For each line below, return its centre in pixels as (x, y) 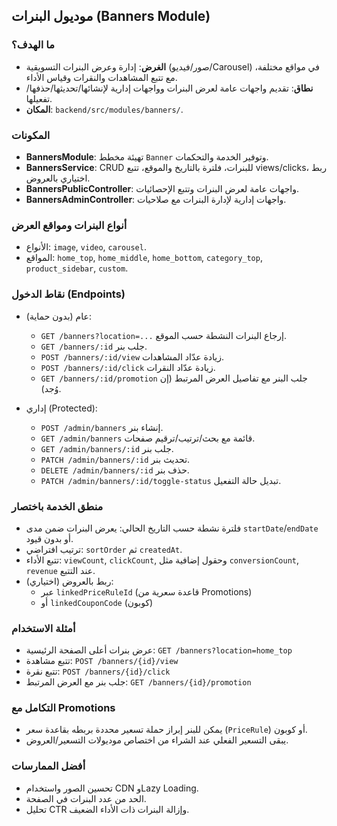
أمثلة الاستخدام (43, 628)
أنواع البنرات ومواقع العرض (69, 225)
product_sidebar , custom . (77, 268)
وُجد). (51, 388)
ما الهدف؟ (33, 45)
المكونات (31, 135)
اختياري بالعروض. (58, 178)
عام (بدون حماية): (58, 316)
